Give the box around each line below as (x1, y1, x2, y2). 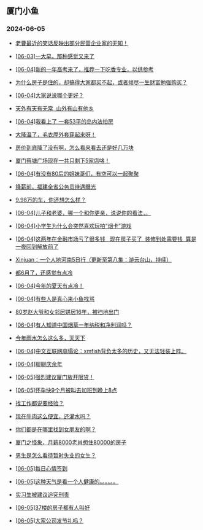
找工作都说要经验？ (15, 399, 64, 407)
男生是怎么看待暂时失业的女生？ (15, 451, 96, 459)
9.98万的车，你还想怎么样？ (15, 196, 86, 203)
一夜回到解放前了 (15, 243, 59, 250)
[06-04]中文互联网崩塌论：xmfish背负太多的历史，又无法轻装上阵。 (15, 347, 187, 354)
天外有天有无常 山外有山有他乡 (15, 104, 94, 112)
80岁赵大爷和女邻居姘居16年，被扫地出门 (15, 308, 120, 315)
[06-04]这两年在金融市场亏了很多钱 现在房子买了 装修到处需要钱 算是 (15, 235, 197, 243)
